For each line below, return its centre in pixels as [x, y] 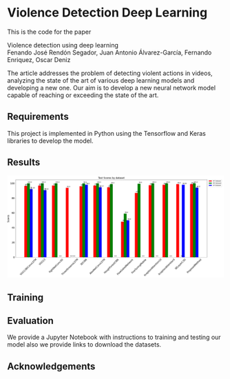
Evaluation [30, 321]
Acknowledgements [51, 366]
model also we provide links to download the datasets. [84, 345]
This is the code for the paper [49, 32]
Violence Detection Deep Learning [107, 13]
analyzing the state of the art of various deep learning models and [101, 80]
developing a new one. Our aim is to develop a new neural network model [111, 88]
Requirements [38, 117]
